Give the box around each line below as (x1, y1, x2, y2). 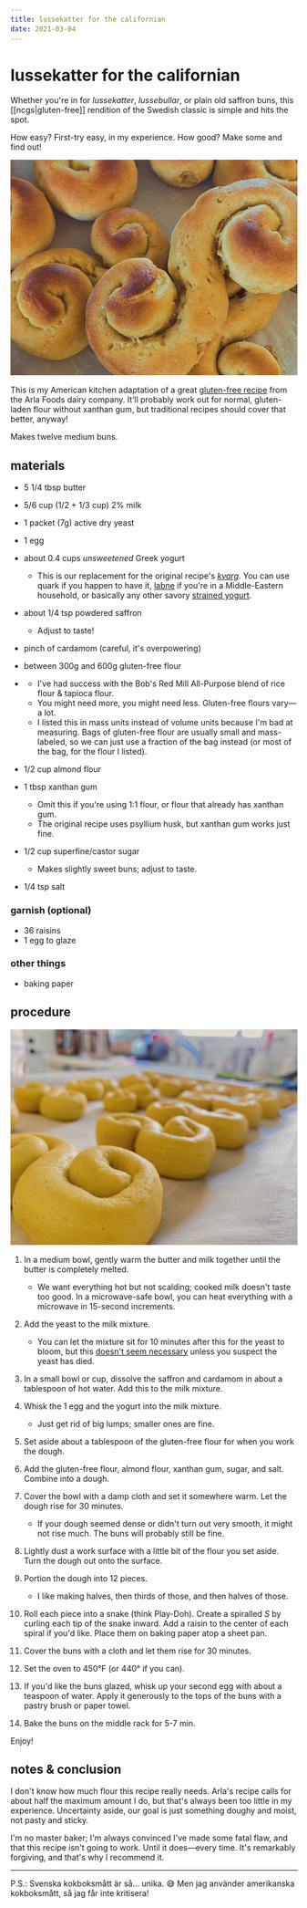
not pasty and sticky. (10, 1815, 89, 1826)
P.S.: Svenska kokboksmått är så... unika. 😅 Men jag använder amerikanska (10, 1878, 295, 1889)
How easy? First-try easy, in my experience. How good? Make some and (10, 132, 283, 143)
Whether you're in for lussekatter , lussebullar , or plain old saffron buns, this (10, 95, 294, 106)
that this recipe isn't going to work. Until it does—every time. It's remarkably (10, 1842, 296, 1853)
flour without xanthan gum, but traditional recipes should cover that (33, 404, 286, 415)
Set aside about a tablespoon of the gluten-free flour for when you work (23, 1435, 295, 1446)
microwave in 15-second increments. (36, 1300, 176, 1311)
